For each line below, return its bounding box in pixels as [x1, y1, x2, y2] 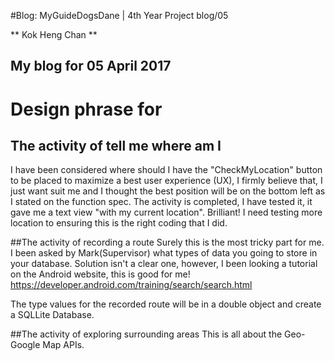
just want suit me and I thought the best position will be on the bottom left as [10, 185, 326, 197]
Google [10, 339, 41, 351]
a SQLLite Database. [10, 309, 95, 321]
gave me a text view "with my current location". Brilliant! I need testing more [10, 206, 323, 219]
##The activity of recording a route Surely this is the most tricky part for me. [10, 236, 325, 249]
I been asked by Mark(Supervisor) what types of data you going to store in [10, 247, 318, 259]
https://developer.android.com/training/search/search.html [10, 279, 253, 291]
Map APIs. [42, 339, 85, 351]
